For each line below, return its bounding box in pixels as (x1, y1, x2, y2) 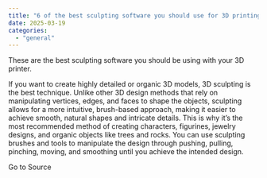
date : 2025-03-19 (8, 19, 66, 27)
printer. (8, 64, 32, 74)
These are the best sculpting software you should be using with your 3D (8, 56, 245, 65)
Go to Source (8, 162, 52, 172)
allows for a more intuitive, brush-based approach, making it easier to (8, 105, 236, 114)
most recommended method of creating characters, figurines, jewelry (8, 122, 236, 131)
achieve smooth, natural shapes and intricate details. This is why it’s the (8, 113, 244, 123)
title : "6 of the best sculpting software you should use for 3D (8, 11, 229, 20)
